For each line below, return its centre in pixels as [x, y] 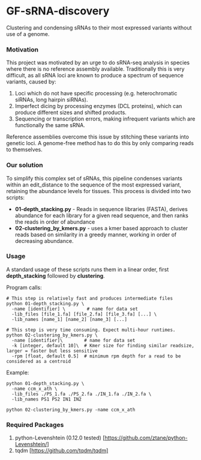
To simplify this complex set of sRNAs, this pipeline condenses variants [94, 178]
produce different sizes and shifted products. [71, 113]
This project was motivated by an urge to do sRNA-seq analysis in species [98, 63]
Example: [18, 372]
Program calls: [24, 287]
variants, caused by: [31, 82]
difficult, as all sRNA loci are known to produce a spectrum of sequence [95, 76]
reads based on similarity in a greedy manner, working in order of [96, 234]
